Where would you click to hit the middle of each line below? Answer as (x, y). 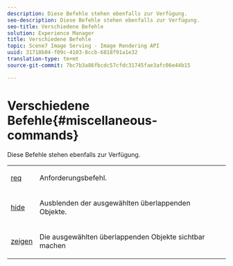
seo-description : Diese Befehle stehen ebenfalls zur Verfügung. (103, 20)
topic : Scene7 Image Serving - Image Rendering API (83, 46)
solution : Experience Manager (51, 33)
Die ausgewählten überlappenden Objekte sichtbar (122, 237)
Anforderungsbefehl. (73, 178)
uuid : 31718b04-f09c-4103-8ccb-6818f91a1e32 (72, 53)
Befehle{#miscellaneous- (83, 120)
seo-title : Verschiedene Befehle (55, 26)
